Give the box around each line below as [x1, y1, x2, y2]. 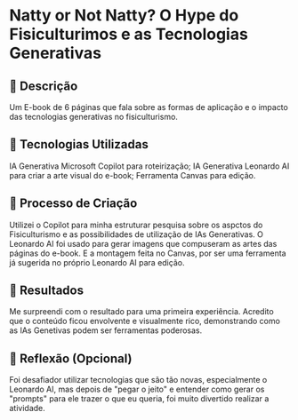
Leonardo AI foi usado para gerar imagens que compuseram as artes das [9, 238, 278, 249]
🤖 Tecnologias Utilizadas [9, 137, 149, 152]
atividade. [9, 403, 46, 414]
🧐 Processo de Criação [9, 196, 138, 211]
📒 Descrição [9, 78, 78, 93]
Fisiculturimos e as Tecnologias [9, 24, 249, 44]
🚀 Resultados [9, 283, 85, 298]
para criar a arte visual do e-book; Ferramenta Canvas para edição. [9, 170, 256, 180]
